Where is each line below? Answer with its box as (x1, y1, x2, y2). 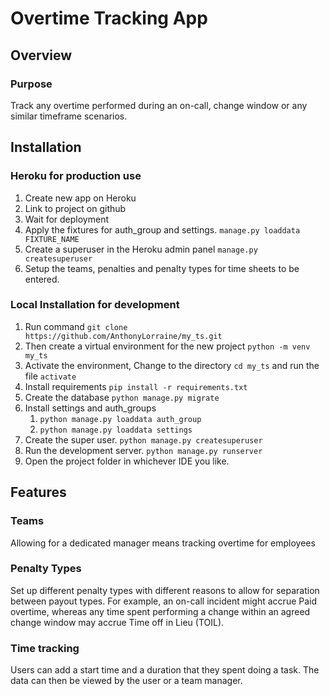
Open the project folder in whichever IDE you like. (24, 455, 230, 467)
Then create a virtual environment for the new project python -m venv (24, 340, 311, 352)
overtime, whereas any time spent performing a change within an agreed (10, 605, 311, 617)
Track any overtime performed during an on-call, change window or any (10, 99, 308, 111)
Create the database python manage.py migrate (24, 391, 220, 403)
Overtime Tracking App (10, 7, 208, 30)
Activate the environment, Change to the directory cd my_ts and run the (24, 359, 320, 371)
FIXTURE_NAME (24, 234, 80, 244)
